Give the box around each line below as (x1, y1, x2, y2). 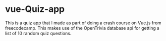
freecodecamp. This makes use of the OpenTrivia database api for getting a (5, 25, 160, 31)
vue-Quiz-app (5, 3, 65, 15)
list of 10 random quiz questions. (5, 30, 72, 36)
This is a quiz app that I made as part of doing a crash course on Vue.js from (5, 20, 162, 26)
